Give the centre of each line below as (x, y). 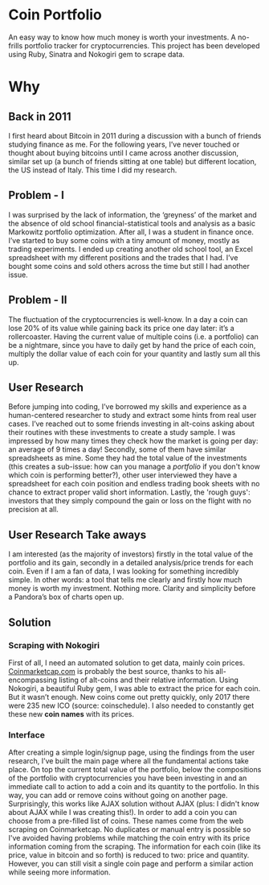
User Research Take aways (77, 534)
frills (16, 45)
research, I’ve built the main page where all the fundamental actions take (128, 761)
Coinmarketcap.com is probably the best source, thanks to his (111, 671)
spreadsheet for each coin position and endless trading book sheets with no (134, 484)
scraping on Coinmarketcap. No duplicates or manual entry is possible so (130, 829)
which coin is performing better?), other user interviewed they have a (123, 475)
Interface (27, 734)
